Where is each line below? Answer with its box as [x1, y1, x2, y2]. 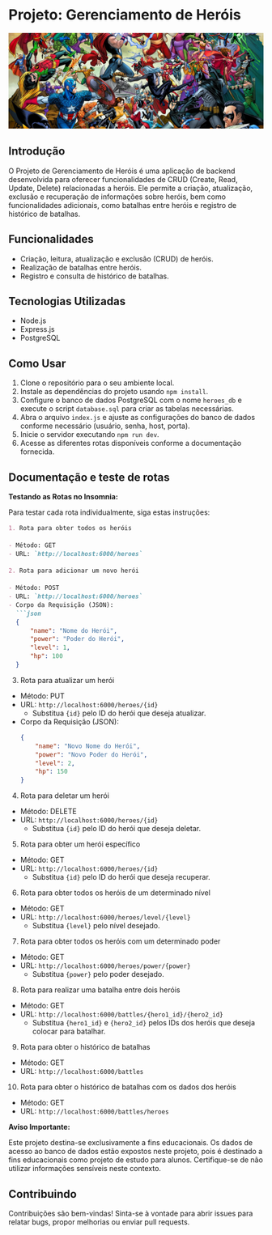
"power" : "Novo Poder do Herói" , [35, 750, 148, 758]
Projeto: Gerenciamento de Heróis [8, 6, 241, 24]
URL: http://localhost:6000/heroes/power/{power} [19, 961, 191, 970]
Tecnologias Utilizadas [8, 294, 126, 308]
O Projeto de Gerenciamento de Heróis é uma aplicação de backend [8, 166, 236, 176]
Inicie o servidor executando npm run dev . [19, 430, 159, 439]
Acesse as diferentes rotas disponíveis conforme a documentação [19, 439, 242, 448]
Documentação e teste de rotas [8, 470, 170, 484]
